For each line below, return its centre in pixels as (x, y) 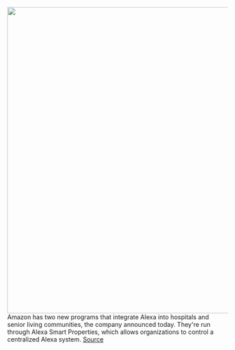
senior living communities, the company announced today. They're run (109, 324)
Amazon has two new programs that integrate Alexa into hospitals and (108, 317)
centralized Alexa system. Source (55, 339)
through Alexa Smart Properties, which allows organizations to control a (111, 332)
